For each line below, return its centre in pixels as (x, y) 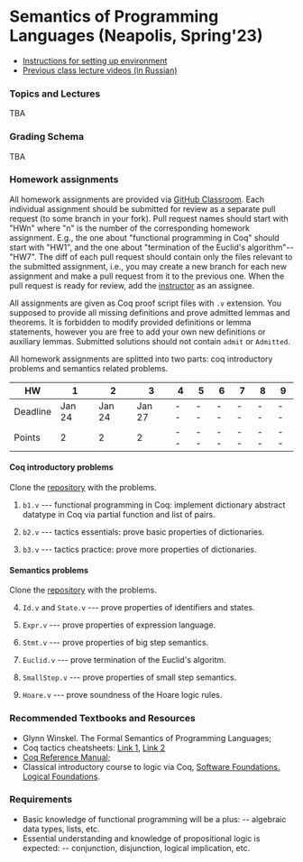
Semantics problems (49, 570)
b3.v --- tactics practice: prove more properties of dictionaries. (139, 550)
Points (27, 437)
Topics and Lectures (55, 94)
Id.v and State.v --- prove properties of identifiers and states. (138, 608)
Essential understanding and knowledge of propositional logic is (141, 838)
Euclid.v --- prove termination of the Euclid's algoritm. (124, 660)
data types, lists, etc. (61, 829)
